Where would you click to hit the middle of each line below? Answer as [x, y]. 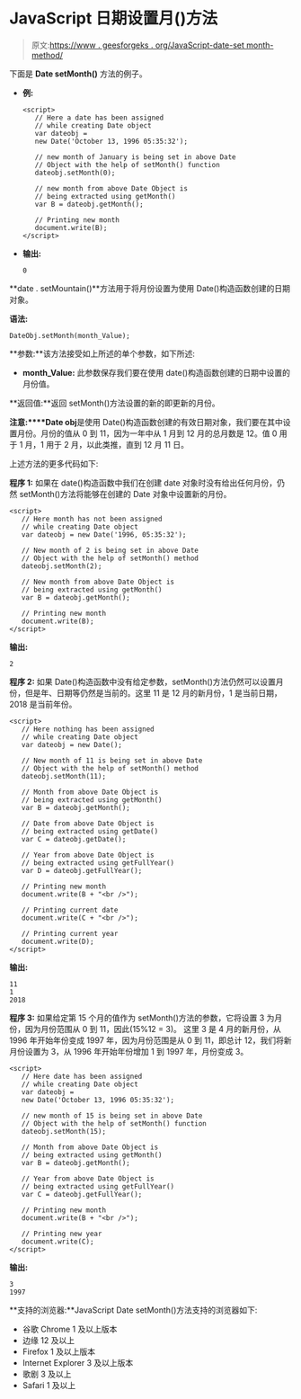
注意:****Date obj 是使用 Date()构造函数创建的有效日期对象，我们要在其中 [146, 422]
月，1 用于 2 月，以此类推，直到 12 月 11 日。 [106, 444]
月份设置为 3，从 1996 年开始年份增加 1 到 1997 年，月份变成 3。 [129, 1051]
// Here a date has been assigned [99, 118]
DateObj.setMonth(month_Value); [70, 335]
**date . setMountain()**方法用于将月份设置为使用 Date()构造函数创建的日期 [150, 288]
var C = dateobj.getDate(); [74, 839]
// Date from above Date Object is [88, 824]
